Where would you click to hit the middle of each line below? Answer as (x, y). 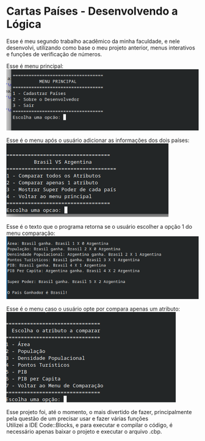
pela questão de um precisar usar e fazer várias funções (77, 418)
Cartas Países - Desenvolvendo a (92, 11)
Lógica (24, 24)
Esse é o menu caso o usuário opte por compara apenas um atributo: (93, 309)
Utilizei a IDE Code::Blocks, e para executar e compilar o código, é (89, 425)
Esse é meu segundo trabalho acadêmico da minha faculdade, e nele (93, 41)
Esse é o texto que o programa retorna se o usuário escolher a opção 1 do (99, 227)
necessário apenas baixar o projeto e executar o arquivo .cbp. (84, 431)
